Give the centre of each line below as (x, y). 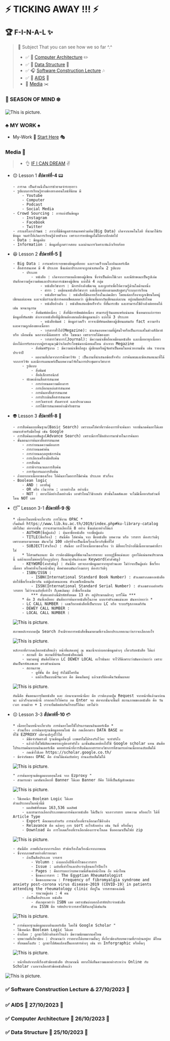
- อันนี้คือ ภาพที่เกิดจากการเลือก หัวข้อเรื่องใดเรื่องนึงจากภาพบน (59, 849)
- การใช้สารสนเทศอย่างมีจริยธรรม (56, 406)
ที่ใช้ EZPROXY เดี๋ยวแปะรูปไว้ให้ (37, 734)
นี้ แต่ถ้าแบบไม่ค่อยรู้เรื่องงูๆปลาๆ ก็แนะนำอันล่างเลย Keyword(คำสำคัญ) (66, 559)
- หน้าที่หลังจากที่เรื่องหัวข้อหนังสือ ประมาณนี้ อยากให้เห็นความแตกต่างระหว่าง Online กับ (80, 962)
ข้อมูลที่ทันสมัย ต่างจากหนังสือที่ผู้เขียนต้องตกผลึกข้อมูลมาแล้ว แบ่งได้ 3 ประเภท (70, 317)
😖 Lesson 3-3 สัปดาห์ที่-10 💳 (42, 714)
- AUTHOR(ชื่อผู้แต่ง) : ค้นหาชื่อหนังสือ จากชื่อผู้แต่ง (63, 532)
